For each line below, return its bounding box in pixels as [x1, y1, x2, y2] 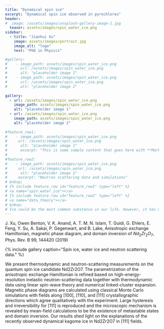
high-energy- [114, 272, 142, 278]
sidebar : [5, 30, 23, 35]
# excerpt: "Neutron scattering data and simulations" [5, 175, 128, 180]
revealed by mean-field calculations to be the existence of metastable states [5, 308, 159, 314]
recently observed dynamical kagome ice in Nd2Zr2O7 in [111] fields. [5, 318, 143, 324]
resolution [5, 277, 25, 283]
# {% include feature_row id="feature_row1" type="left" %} [5, 184, 130, 189]
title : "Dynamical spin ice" [5, 7, 64, 12]
